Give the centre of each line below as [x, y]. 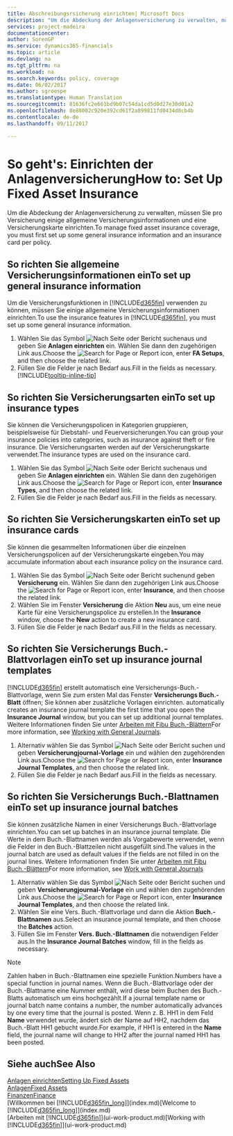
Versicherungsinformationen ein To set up [99, 275]
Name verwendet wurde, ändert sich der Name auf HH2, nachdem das [108, 1020]
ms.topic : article [34, 53]
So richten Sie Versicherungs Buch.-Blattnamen [113, 797]
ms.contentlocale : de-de [43, 117]
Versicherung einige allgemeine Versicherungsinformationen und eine [107, 221]
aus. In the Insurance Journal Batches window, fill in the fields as [110, 941]
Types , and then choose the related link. [75, 490]
